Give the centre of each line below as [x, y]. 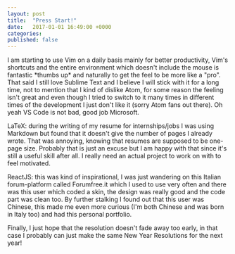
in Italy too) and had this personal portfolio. [70, 215]
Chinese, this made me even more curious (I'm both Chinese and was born [116, 207]
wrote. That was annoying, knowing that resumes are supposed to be [108, 141]
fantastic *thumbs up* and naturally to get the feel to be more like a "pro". [114, 75]
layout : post [26, 14]
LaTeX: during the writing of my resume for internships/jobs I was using [111, 126]
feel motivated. [29, 163]
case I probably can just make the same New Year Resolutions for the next [115, 236]
